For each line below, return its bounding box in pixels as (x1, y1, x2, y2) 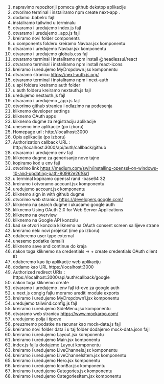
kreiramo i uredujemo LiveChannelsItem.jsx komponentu (12, 352, 127, 358)
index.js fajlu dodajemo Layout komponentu (12, 342, 101, 348)
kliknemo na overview (12, 212, 57, 218)
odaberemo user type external (12, 233, 74, 239)
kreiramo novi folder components (12, 35, 80, 41)
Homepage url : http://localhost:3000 (12, 129, 88, 135)
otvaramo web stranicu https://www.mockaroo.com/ (12, 311, 118, 316)
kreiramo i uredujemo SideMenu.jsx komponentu (12, 306, 111, 311)
